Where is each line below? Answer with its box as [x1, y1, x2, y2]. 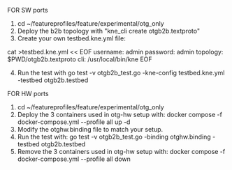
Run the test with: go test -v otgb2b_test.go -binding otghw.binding [17, 132, 211, 141]
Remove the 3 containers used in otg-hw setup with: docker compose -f [17, 148, 226, 155]
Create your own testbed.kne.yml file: [17, 34, 126, 42]
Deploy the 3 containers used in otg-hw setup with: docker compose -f [17, 111, 222, 118]
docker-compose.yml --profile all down [17, 155, 131, 163]
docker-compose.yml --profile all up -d [17, 118, 131, 126]
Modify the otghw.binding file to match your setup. [17, 125, 164, 133]
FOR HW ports [7, 90, 49, 98]
